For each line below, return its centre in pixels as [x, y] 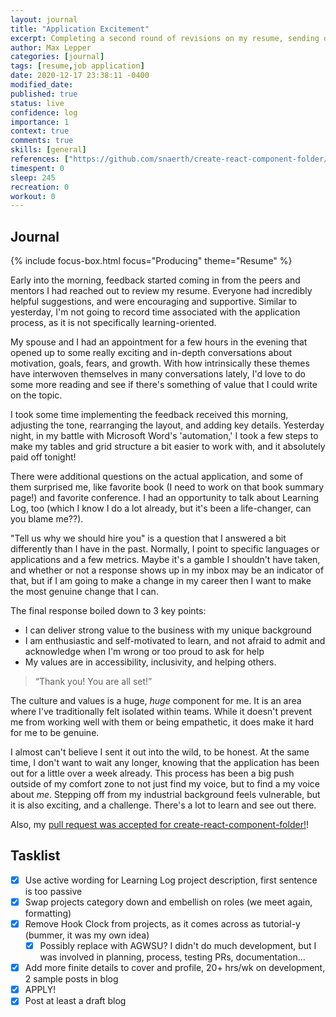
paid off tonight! [43, 457]
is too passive [53, 891]
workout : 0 [33, 196]
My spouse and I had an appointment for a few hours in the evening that [159, 342]
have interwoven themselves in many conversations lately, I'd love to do [158, 374]
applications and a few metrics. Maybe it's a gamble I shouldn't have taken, [165, 560]
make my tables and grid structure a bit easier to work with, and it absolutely [168, 447]
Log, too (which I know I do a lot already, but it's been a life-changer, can [161, 508]
